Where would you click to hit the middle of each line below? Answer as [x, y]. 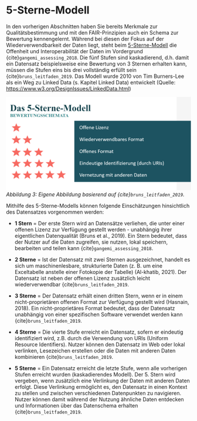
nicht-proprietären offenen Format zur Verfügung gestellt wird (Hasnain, [102, 302]
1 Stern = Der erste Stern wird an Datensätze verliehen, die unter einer [99, 224]
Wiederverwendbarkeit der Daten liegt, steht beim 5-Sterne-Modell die [91, 45]
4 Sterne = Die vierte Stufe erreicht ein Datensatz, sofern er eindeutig [99, 332]
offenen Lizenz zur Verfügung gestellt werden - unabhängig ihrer [93, 230]
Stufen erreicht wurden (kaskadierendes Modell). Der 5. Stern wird [95, 375]
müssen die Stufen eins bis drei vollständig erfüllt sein [71, 70]
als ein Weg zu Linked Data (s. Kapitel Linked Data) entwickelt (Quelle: [91, 82]
